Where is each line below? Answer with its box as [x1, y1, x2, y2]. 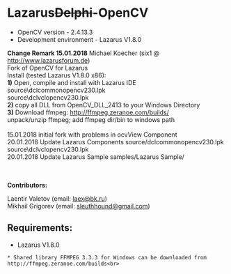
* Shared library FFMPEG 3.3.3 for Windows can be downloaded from [7, 254, 207, 261]
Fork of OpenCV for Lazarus [7, 63, 88, 72]
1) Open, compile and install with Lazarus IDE [7, 78, 137, 86]
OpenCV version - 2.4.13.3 [17, 28, 93, 36]
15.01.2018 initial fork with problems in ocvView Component [7, 130, 177, 139]
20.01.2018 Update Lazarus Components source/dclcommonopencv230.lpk [7, 137, 224, 146]
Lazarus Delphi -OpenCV [7, 5, 149, 21]
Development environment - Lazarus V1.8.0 [17, 35, 142, 43]
